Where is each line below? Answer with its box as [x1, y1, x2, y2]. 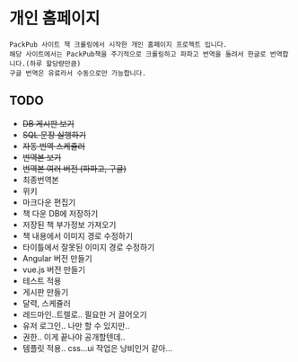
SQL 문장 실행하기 [22, 129, 87, 140]
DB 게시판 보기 [22, 118, 74, 128]
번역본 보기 [22, 152, 62, 163]
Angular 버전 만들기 [22, 252, 92, 263]
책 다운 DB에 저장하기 [22, 207, 99, 218]
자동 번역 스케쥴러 [22, 140, 85, 151]
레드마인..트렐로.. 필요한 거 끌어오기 [22, 309, 147, 320]
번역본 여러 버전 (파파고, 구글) [22, 163, 127, 173]
